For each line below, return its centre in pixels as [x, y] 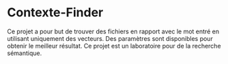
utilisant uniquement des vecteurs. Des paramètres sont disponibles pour [110, 38]
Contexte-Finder [55, 13]
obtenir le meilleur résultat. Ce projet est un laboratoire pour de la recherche [114, 46]
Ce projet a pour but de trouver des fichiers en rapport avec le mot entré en [113, 31]
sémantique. [25, 53]
